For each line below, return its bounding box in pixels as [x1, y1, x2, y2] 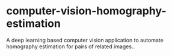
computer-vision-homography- [6, 4, 167, 18]
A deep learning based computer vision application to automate [6, 36, 164, 43]
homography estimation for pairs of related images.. [6, 43, 135, 50]
